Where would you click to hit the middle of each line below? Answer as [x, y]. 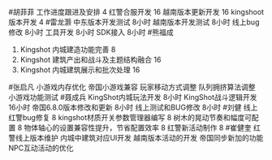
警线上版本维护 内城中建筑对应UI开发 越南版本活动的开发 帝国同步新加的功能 [136, 138]
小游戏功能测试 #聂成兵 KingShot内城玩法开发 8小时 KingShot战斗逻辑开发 [133, 97]
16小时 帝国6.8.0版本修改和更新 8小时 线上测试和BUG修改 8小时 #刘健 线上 [133, 107]
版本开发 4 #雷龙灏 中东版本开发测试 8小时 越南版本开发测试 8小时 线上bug [134, 22]
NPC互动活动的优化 [41, 148]
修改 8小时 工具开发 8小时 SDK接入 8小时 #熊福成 [91, 32]
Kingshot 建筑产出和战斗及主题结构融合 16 [91, 60]
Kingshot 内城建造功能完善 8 [68, 50]
